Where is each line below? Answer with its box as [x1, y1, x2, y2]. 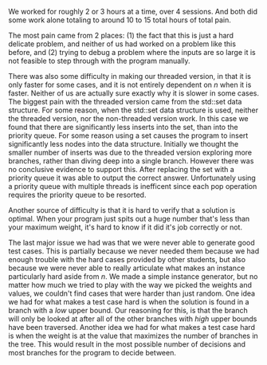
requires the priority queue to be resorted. [8, 190, 147, 199]
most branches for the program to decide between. [8, 348, 177, 357]
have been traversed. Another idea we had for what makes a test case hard [8, 323, 255, 332]
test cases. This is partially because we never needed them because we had [8, 246, 260, 256]
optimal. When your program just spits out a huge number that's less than [8, 214, 250, 223]
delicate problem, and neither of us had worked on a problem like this [8, 39, 237, 49]
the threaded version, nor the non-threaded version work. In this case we [8, 114, 249, 123]
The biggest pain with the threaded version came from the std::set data [8, 97, 242, 106]
